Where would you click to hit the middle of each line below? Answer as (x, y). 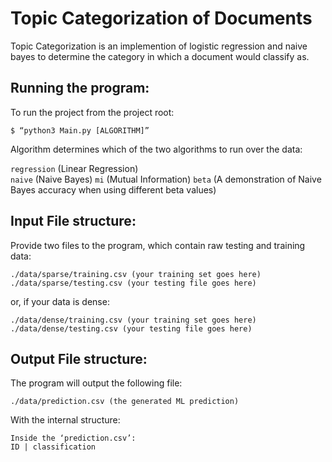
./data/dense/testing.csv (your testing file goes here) (131, 328)
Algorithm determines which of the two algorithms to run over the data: (156, 149)
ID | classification (53, 447)
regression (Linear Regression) (74, 168)
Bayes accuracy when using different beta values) (113, 189)
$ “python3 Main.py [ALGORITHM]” (80, 130)
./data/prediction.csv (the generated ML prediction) (125, 402)
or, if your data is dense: (60, 301)
